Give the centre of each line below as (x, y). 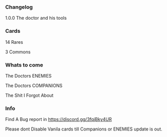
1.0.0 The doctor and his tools (36, 18)
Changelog (19, 7)
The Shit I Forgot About (30, 95)
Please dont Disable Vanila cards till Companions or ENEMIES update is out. (84, 129)
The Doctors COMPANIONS (34, 85)
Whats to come (24, 65)
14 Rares (14, 42)
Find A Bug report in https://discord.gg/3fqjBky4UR (59, 119)
